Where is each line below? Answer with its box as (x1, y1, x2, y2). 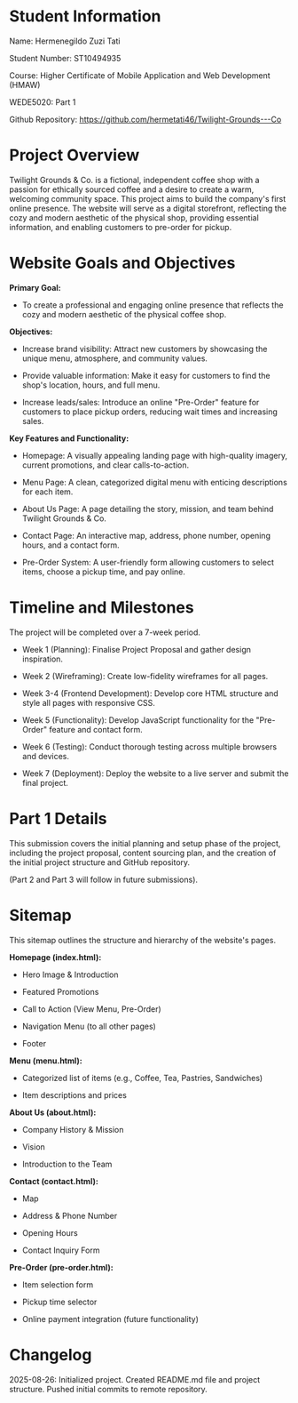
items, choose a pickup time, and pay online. (21, 566, 186, 577)
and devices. (21, 750, 69, 761)
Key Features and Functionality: (9, 433, 129, 444)
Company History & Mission (21, 1124, 124, 1134)
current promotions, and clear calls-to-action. (21, 460, 190, 470)
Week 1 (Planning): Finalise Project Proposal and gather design (21, 644, 251, 654)
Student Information (9, 6, 161, 27)
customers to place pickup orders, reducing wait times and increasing (21, 406, 278, 417)
